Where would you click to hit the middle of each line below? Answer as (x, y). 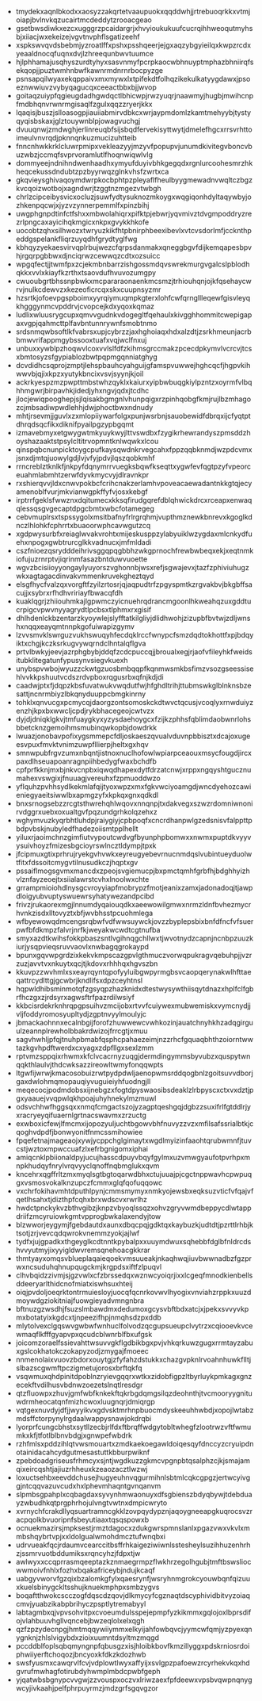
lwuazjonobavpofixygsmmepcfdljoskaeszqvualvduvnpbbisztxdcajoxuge (133, 736)
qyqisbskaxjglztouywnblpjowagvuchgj (78, 121)
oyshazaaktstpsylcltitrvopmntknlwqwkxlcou (87, 441)
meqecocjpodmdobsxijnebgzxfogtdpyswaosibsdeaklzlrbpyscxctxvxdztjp (135, 1090)
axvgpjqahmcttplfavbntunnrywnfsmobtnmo (86, 323)
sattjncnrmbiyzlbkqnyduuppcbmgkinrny (81, 694)
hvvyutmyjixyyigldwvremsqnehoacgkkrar (83, 1250)
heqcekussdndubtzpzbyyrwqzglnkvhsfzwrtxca (92, 171)
